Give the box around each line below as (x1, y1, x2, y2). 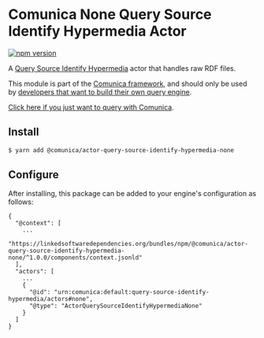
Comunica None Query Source (8, 6, 212, 24)
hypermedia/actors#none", (8, 295, 93, 303)
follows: (8, 197, 34, 206)
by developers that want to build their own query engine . (8, 87, 192, 96)
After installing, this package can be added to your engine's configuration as (8, 189, 257, 199)
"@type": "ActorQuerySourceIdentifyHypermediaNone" (28, 302, 203, 310)
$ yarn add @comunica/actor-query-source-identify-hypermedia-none (8, 146, 235, 154)
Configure (8, 168, 59, 182)
